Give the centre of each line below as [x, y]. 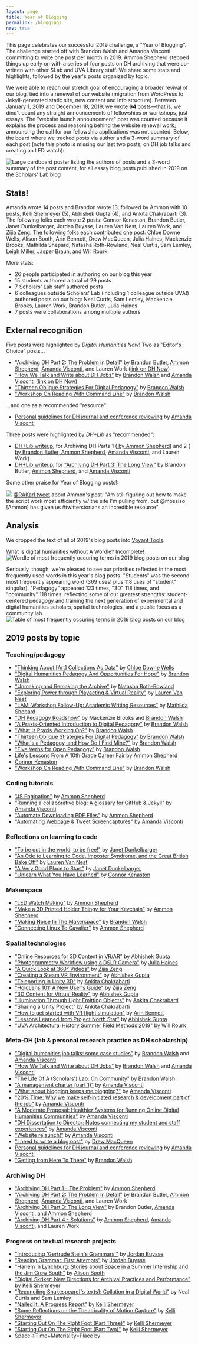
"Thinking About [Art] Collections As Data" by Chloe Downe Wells [94, 668]
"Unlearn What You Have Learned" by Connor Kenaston [82, 875]
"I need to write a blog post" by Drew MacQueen [74, 1141]
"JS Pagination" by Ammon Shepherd [60, 796]
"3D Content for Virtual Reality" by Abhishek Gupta [76, 994]
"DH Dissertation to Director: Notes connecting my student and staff [98, 1122]
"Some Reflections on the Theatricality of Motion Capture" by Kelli [95, 1311]
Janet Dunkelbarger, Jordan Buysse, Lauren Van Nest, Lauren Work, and [94, 226]
